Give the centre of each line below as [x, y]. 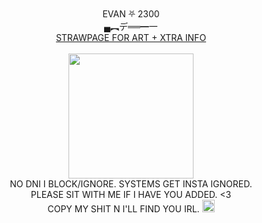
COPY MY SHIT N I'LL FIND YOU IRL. [123, 209]
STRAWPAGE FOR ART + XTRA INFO [131, 37]
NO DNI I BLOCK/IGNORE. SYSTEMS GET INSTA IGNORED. [131, 184]
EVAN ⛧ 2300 [131, 14]
